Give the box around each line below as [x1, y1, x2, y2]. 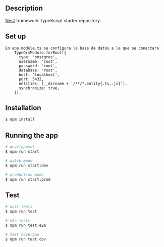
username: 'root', [18, 59, 58, 64]
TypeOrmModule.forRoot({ [14, 50, 67, 55]
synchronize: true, [18, 86, 60, 91]
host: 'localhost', [18, 72, 60, 77]
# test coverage [5, 232, 39, 237]
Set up [5, 32, 26, 41]
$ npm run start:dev [5, 163, 49, 168]
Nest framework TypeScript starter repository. [5, 17, 101, 23]
